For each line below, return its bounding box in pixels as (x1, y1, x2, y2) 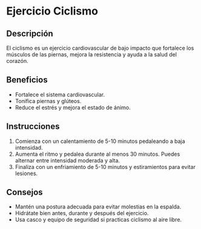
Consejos (6, 187, 44, 197)
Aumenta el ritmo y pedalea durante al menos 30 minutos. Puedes (15, 150, 180, 158)
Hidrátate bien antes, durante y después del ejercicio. (15, 210, 149, 217)
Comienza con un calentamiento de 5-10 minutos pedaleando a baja (15, 138, 186, 145)
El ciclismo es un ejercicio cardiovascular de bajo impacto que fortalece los (6, 44, 194, 51)
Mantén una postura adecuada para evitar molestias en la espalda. (15, 203, 182, 210)
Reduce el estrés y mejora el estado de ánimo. (15, 104, 131, 111)
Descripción (6, 28, 53, 39)
